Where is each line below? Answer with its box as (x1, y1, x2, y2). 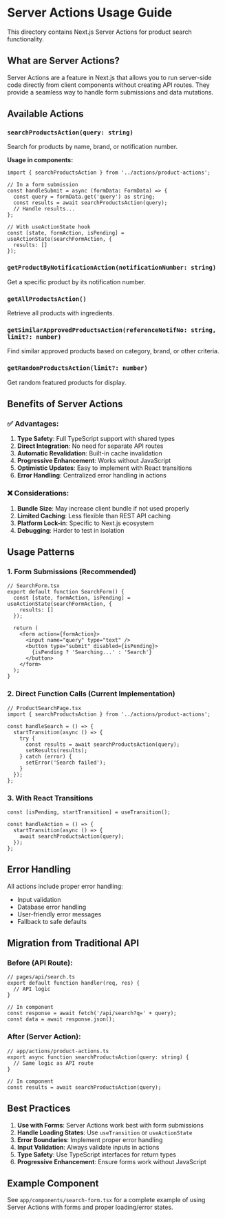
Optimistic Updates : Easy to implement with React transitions (17, 464, 193, 472)
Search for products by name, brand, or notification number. (7, 143, 178, 151)
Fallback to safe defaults (17, 917, 87, 925)
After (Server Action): (7, 1032, 81, 1041)
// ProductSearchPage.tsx (7, 705, 81, 711)
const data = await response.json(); (7, 1016, 116, 1023)
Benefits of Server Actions (7, 398, 123, 410)
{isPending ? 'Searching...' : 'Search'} (32, 649, 153, 656)
